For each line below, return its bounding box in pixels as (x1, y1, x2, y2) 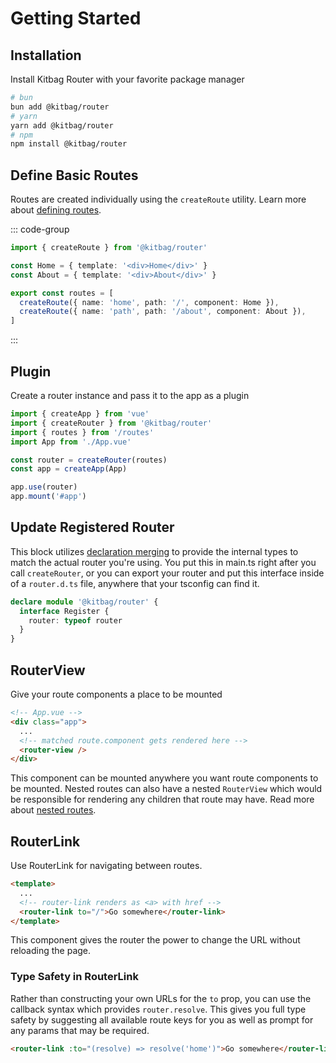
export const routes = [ (10, 288, 114, 298)
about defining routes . (10, 204, 102, 216)
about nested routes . (10, 804, 97, 816)
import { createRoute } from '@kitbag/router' (10, 243, 208, 253)
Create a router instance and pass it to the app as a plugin (10, 390, 250, 401)
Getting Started (10, 7, 142, 30)
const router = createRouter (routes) (10, 455, 168, 465)
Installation (10, 47, 82, 64)
